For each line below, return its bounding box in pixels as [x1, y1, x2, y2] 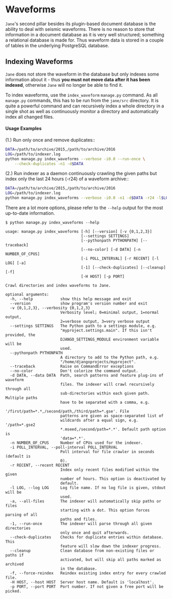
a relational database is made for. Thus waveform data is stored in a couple [5, 37, 164, 43]
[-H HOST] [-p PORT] [81, 274, 125, 279]
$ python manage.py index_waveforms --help [5, 220, 100, 226]
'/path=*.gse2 [5, 422, 36, 427]
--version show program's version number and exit [10, 301, 147, 306]
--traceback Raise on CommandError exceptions [10, 364, 134, 369]
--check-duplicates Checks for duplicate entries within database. [10, 535, 164, 540]
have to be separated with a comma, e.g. [60, 400, 150, 405]
